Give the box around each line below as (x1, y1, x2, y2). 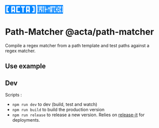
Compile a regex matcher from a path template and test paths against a (5, 42, 150, 48)
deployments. (12, 117, 40, 123)
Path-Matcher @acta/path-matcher (5, 27, 154, 37)
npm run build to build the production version (12, 107, 105, 113)
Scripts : (5, 92, 22, 98)
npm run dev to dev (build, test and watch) (12, 101, 97, 107)
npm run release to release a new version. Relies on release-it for (12, 112, 145, 118)
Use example (5, 62, 46, 70)
